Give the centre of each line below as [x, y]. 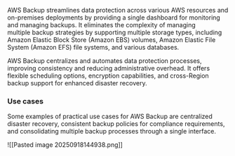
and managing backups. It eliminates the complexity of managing [102, 25]
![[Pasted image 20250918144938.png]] [65, 145]
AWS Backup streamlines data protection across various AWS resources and [118, 10]
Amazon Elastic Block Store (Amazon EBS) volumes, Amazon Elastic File [112, 40]
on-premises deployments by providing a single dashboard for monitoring [114, 17]
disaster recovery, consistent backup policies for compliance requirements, [116, 124]
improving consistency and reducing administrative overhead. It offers [109, 68]
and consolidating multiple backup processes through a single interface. [112, 132]
